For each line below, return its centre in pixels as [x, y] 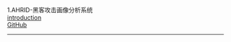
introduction [24, 18]
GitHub [17, 25]
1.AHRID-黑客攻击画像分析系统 [50, 10]
